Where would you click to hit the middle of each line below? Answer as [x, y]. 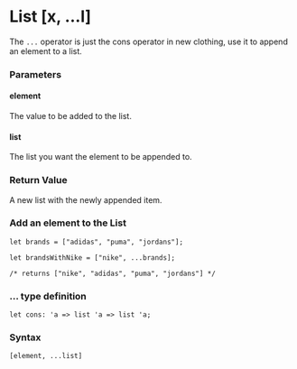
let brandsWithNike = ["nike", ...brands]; [93, 258]
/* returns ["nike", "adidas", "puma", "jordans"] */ [113, 273]
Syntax [25, 337]
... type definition [48, 296]
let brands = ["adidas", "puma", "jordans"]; [96, 242]
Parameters [35, 74]
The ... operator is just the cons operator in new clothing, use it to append [149, 42]
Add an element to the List [68, 223]
